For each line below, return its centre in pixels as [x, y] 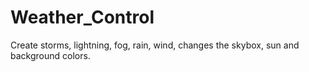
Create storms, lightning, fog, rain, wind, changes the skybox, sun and [155, 45]
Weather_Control [82, 17]
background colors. [50, 55]
